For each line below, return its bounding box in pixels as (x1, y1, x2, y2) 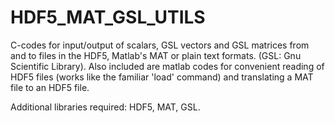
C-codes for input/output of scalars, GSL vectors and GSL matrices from (10, 39, 310, 51)
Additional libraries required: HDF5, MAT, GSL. (10, 101, 201, 113)
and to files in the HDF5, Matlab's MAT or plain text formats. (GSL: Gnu (10, 49, 302, 61)
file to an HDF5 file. (10, 81, 90, 93)
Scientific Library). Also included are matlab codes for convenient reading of (10, 60, 325, 72)
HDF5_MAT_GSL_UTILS (10, 6, 206, 29)
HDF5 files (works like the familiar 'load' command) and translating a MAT (10, 71, 314, 83)
